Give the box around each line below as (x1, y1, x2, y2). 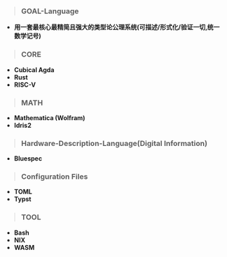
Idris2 (13, 121, 32, 129)
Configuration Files (20, 172, 88, 182)
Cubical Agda (13, 66, 55, 74)
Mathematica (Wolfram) (13, 113, 85, 122)
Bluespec (13, 154, 43, 163)
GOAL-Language (20, 6, 79, 16)
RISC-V (13, 80, 36, 89)
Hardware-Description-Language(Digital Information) (20, 138, 208, 148)
